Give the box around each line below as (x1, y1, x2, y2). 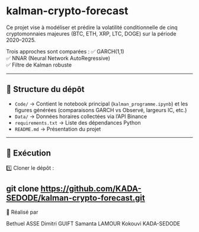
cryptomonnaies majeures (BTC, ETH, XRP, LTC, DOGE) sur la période (6, 30, 176, 37)
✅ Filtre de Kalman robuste (6, 61, 72, 68)
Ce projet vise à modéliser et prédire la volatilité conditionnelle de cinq (6, 24, 178, 31)
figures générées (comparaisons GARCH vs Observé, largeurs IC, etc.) (14, 106, 187, 113)
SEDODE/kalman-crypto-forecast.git (6, 193, 145, 203)
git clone (6, 183, 40, 193)
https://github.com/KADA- (40, 183, 142, 193)
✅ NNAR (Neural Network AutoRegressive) (6, 55, 111, 62)
